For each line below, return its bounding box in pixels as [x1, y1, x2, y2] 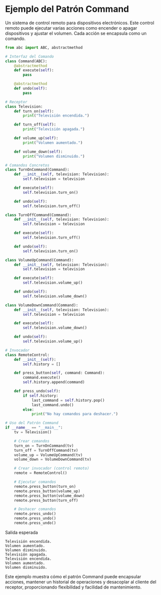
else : [23, 407, 35, 412]
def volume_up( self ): [14, 136, 58, 141]
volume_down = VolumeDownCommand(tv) [14, 457, 92, 462]
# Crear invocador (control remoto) [14, 466, 90, 471]
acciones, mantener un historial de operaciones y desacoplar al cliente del [5, 579, 157, 585]
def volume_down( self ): [14, 149, 63, 154]
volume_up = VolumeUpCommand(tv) [14, 452, 83, 458]
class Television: [5, 104, 43, 109]
